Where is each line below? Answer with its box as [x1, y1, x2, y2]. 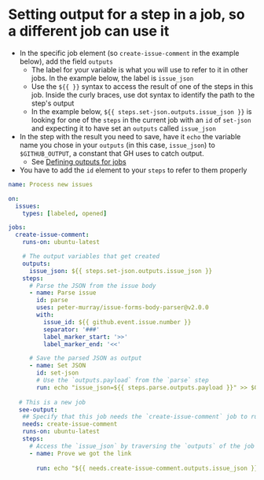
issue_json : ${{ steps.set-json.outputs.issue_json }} [28, 267, 213, 275]
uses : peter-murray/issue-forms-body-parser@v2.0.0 [36, 304, 210, 312]
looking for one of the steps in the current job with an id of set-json [31, 115, 251, 124]
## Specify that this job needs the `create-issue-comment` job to [22, 413, 247, 421]
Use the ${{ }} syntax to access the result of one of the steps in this [31, 81, 254, 91]
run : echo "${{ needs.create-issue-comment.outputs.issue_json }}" [36, 464, 262, 472]
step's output [31, 98, 75, 108]
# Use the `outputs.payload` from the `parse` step [36, 376, 210, 385]
